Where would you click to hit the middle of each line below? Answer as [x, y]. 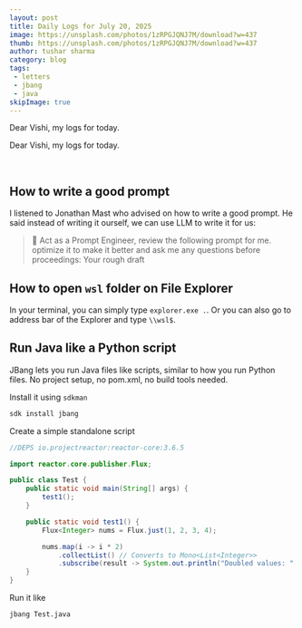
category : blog [38, 60]
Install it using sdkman [49, 397]
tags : [19, 69]
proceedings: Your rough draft [88, 260]
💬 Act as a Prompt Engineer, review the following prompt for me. [151, 240]
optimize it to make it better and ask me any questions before [146, 250]
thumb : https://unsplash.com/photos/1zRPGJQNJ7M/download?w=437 [133, 43]
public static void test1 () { [83, 522]
